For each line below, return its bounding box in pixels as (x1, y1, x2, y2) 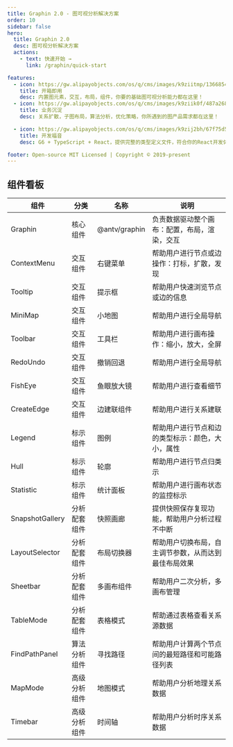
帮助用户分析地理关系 (152, 678, 222, 688)
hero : (7, 29, 23, 37)
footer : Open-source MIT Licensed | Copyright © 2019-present (7, 151, 191, 158)
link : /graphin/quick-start (25, 62, 107, 69)
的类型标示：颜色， (152, 434, 215, 443)
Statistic (10, 485, 37, 495)
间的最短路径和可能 (152, 650, 215, 659)
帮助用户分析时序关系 (152, 712, 222, 722)
